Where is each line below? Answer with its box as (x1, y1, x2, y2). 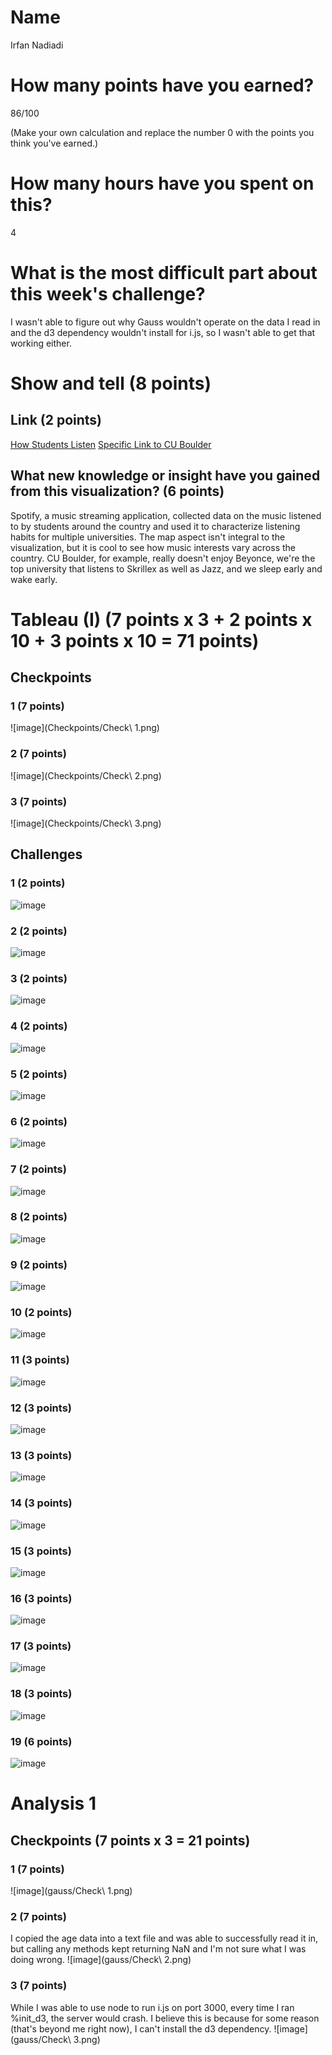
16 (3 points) (10, 1591, 73, 1605)
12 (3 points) (10, 1401, 72, 1415)
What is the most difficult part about (10, 262, 318, 284)
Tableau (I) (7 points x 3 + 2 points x (10, 608, 313, 631)
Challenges (10, 846, 83, 863)
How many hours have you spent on (10, 172, 315, 195)
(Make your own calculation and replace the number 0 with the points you (10, 126, 315, 138)
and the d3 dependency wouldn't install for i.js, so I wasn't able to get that (10, 326, 316, 338)
